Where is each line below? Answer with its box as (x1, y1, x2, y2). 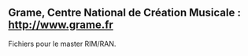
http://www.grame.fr (8, 19, 114, 32)
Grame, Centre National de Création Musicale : (8, 6, 242, 19)
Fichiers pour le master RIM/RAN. (8, 39, 117, 48)
